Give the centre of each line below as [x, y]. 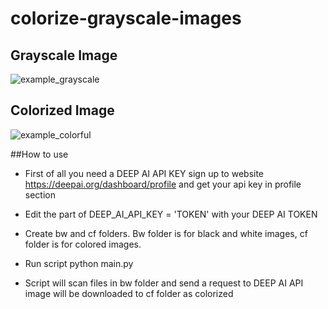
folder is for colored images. [83, 244]
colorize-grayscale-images [126, 18]
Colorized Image [62, 110]
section [40, 194]
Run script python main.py [79, 263]
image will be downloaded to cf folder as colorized [129, 293]
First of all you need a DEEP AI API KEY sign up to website [144, 173]
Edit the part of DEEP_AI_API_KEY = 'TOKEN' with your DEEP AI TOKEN [171, 214]
